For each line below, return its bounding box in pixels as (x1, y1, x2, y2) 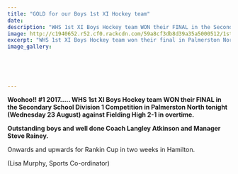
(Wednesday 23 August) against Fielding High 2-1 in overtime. (7, 110, 195, 119)
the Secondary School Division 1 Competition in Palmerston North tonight (7, 103, 228, 112)
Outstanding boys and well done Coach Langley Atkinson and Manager (7, 124, 221, 133)
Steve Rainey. (7, 132, 49, 140)
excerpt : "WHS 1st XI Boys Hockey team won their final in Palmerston (7, 37, 220, 44)
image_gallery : (7, 43, 52, 50)
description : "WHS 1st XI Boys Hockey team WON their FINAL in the (7, 23, 211, 30)
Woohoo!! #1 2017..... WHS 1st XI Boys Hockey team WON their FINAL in (7, 95, 222, 104)
